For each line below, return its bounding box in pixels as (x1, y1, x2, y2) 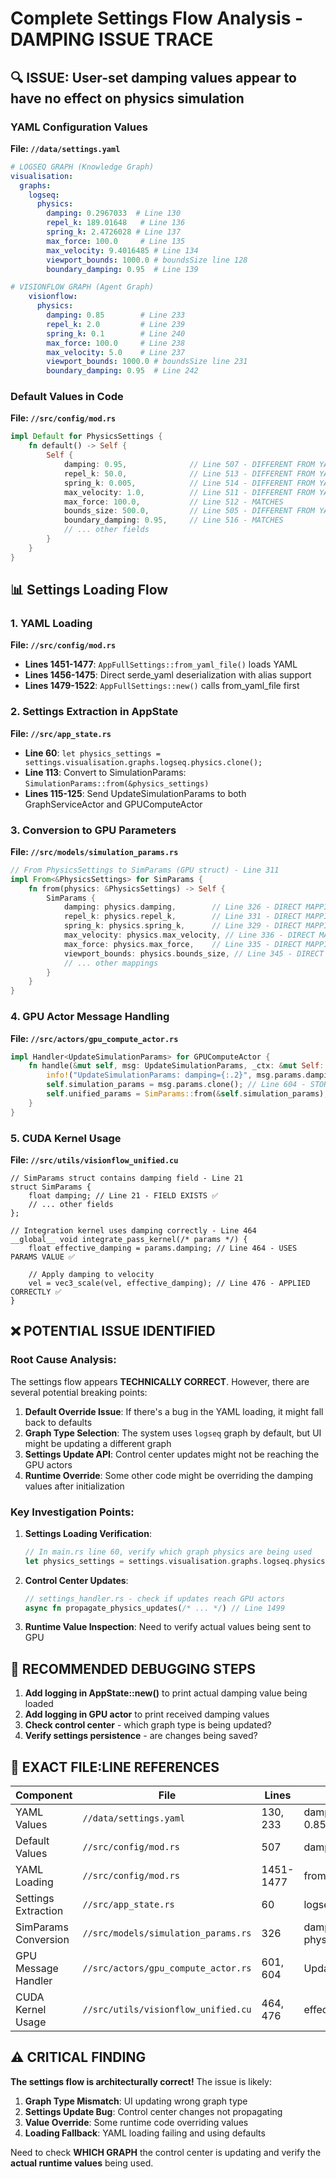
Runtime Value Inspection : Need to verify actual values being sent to (24, 1621, 312, 1633)
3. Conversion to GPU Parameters (10, 823, 177, 837)
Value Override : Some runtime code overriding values (24, 2116, 249, 2128)
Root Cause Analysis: (10, 1353, 117, 1367)
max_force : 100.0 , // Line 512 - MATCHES (63, 497, 284, 507)
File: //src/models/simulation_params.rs (10, 845, 179, 857)
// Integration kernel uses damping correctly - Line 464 (10, 1225, 257, 1236)
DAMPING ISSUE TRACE (10, 28, 214, 51)
